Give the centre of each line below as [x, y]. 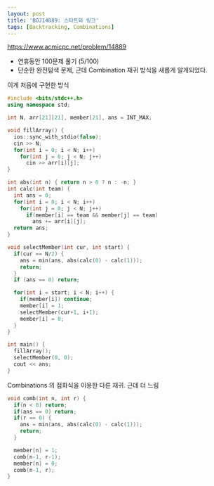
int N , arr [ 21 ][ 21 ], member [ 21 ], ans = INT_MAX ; [80, 118]
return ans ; [31, 228]
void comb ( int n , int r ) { [47, 398]
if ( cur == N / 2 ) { [39, 254]
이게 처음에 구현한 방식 [38, 85]
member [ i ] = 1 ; [42, 306]
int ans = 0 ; [33, 195]
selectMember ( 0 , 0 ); [44, 358]
